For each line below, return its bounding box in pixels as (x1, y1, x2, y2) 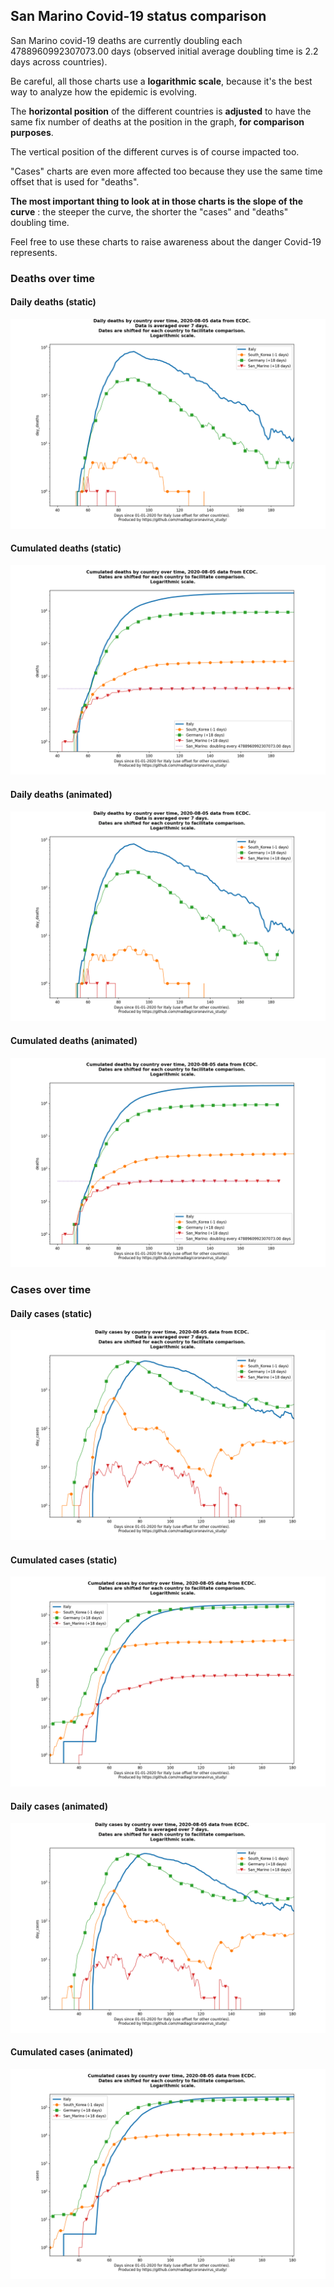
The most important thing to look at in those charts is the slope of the (10, 195, 304, 207)
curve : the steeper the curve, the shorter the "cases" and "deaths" (10, 205, 289, 218)
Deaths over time (10, 271, 96, 285)
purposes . (10, 126, 54, 138)
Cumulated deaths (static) (10, 542, 122, 554)
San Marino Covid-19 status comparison (10, 8, 267, 25)
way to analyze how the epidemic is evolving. (10, 85, 198, 98)
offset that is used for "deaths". (10, 175, 140, 188)
